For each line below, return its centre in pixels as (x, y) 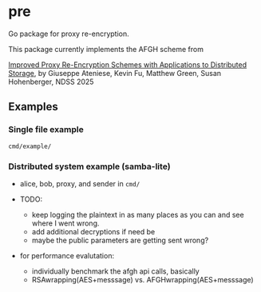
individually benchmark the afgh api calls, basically (115, 271)
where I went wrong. (65, 223)
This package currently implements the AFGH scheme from (106, 49)
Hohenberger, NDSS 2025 (51, 82)
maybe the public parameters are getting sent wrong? (120, 240)
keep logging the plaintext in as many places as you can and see (138, 214)
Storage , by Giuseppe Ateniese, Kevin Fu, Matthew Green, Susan (115, 73)
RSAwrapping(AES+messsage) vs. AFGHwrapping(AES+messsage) (142, 279)
